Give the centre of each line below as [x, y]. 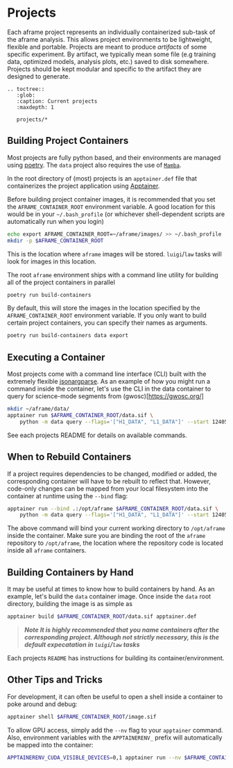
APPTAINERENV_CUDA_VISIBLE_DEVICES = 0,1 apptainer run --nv [94, 758]
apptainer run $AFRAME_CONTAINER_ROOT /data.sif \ [80, 415]
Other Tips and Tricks [55, 680]
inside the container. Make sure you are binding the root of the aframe [106, 536]
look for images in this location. [52, 261]
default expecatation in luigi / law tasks [82, 644]
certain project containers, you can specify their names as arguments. [107, 323]
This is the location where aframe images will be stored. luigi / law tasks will [114, 254]
